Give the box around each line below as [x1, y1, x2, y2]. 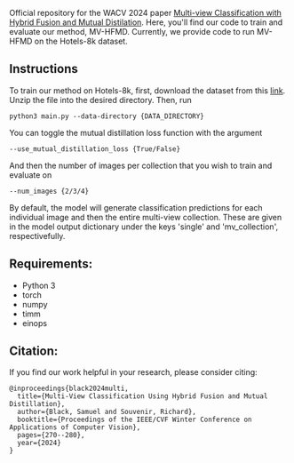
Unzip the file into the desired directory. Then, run [9, 94, 193, 105]
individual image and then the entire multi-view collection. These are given [9, 212, 282, 222]
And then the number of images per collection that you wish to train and [9, 160, 273, 171]
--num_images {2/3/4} [9, 187, 90, 196]
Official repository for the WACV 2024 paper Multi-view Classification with [9, 8, 282, 18]
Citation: [9, 344, 59, 359]
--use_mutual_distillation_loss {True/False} [9, 144, 180, 154]
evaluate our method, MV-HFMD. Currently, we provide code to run [9, 27, 255, 36]
